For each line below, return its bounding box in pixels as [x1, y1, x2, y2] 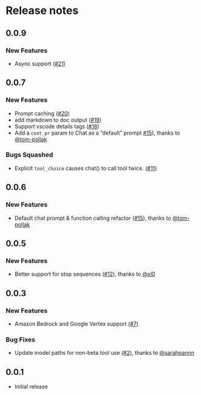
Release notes [5, 4, 79, 18]
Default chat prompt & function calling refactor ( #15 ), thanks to [14, 214, 171, 222]
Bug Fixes [5, 335, 36, 344]
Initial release [14, 383, 48, 390]
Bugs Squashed [5, 150, 53, 159]
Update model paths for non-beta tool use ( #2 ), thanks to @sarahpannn [14, 349, 195, 357]
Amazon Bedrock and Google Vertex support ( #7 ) [14, 320, 139, 327]
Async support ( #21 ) [14, 60, 66, 67]
